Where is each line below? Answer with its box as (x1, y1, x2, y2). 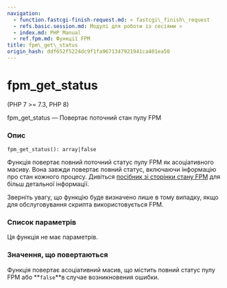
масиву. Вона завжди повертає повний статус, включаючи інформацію (7, 166, 217, 174)
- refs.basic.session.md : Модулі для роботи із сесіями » (13, 23, 183, 29)
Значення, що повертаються (7, 250, 108, 260)
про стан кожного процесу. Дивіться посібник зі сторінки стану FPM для (7, 172, 221, 181)
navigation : (7, 10, 41, 17)
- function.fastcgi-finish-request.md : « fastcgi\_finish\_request (13, 16, 211, 23)
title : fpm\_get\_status (7, 42, 78, 49)
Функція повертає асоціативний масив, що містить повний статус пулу (7, 265, 216, 274)
